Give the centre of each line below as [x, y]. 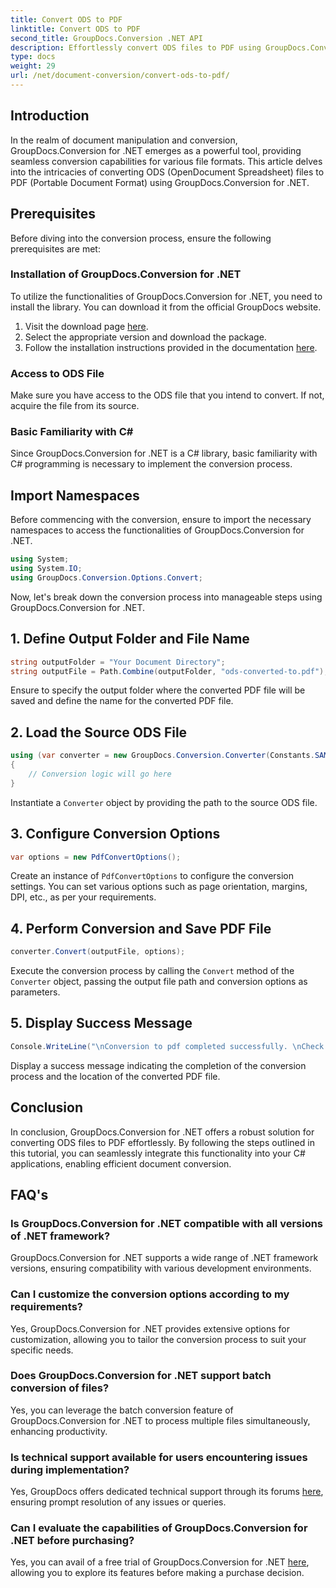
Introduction [50, 116]
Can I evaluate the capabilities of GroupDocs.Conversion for [159, 1528]
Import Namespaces [75, 495]
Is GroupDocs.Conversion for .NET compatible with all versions [167, 1223]
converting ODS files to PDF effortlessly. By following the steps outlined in [162, 1142]
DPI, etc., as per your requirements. [83, 897]
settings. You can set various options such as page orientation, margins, [159, 887]
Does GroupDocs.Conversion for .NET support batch [141, 1376]
